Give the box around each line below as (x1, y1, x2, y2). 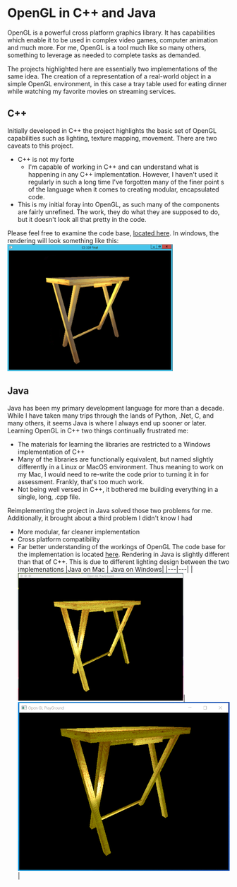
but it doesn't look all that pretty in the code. (17, 215, 147, 223)
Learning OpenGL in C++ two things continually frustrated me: (7, 426, 189, 435)
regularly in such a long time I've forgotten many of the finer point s (28, 177, 224, 186)
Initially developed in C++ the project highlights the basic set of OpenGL (7, 126, 217, 135)
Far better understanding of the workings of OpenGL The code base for (17, 542, 226, 551)
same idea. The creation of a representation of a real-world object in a (7, 72, 212, 81)
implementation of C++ (17, 447, 85, 456)
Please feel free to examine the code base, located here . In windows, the (7, 228, 219, 237)
